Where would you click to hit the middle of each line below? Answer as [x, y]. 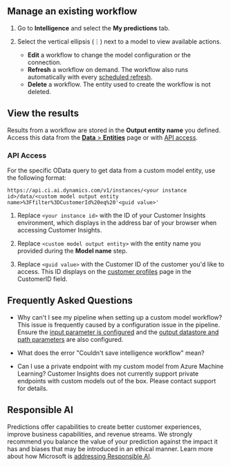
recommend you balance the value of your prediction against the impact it [112, 441]
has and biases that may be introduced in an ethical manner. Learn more [110, 448]
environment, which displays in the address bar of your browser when [117, 222]
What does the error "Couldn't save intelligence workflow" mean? [111, 353]
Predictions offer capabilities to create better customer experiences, [104, 427]
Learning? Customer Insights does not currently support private [108, 374]
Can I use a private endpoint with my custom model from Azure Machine [120, 366]
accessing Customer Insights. [59, 230]
